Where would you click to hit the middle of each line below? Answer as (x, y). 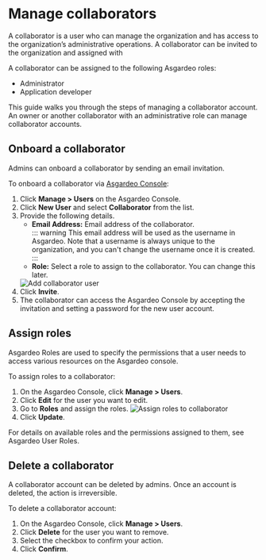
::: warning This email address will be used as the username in (133, 232)
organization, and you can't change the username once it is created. (143, 249)
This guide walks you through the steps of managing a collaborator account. (133, 107)
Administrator (42, 83)
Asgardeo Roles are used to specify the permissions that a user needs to (127, 352)
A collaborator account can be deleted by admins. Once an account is (122, 485)
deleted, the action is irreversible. (63, 493)
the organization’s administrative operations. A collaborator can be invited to (133, 44)
